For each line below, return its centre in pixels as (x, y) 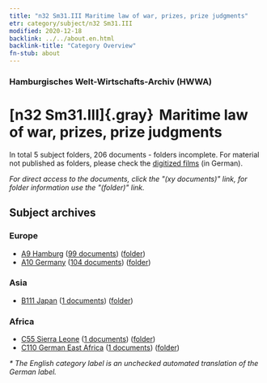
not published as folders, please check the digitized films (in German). (126, 163)
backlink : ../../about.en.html (62, 38)
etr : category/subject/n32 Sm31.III (71, 23)
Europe (24, 236)
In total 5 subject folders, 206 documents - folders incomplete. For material (134, 154)
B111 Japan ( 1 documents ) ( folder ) (77, 301)
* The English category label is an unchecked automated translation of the (134, 364)
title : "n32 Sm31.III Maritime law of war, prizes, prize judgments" (129, 16)
